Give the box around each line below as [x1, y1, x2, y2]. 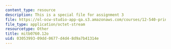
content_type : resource [5, 7, 56, 13]
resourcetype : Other [5, 27, 49, 32]
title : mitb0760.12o [5, 31, 49, 36]
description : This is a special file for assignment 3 [5, 12, 124, 17]
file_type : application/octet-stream [5, 21, 85, 27]
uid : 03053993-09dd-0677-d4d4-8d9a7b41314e [5, 36, 99, 41]
